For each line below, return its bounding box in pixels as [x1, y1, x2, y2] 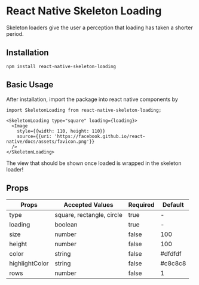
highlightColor [9, 259, 49, 268]
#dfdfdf [160, 250, 182, 258]
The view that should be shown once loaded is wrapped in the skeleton [6, 160, 182, 167]
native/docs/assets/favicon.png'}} [6, 139, 95, 145]
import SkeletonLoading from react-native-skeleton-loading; [6, 107, 162, 113]
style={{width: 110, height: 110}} [17, 128, 106, 134]
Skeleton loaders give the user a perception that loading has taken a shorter [6, 24, 193, 31]
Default [162, 201, 184, 209]
